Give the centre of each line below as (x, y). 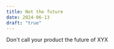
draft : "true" (24, 23)
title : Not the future (35, 12)
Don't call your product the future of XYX (57, 40)
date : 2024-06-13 (28, 17)
